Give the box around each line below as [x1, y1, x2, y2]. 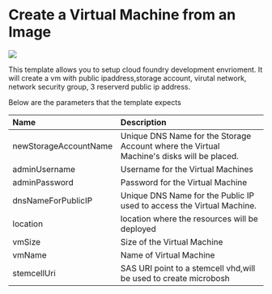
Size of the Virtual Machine [120, 236, 223, 247]
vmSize [12, 236, 41, 247]
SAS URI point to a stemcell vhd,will [120, 262, 256, 274]
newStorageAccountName [12, 140, 113, 151]
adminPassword [12, 176, 74, 187]
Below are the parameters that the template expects [8, 97, 182, 107]
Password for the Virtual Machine [120, 176, 248, 187]
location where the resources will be [120, 212, 259, 224]
